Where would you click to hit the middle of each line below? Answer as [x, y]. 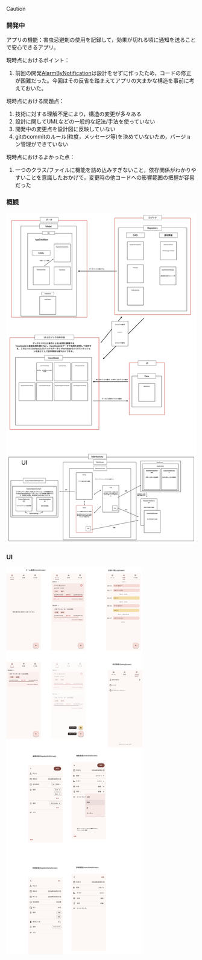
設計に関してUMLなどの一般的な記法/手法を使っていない [85, 122]
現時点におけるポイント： [38, 61]
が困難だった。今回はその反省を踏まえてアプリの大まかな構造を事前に [102, 81]
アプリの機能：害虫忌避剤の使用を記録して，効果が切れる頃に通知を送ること [101, 40]
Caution [16, 9]
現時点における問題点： [35, 101]
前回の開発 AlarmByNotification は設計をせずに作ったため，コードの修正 [103, 73]
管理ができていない [44, 144]
